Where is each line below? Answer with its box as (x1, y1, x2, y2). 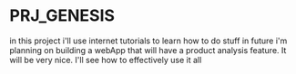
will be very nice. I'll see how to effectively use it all (9, 54, 202, 65)
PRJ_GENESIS (9, 5, 116, 26)
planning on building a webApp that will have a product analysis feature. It (9, 44, 287, 55)
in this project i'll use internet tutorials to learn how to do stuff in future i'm (9, 35, 288, 46)
